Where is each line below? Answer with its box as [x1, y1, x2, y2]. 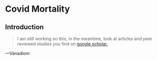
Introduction [5, 23, 44, 31]
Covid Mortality [5, 3, 70, 15]
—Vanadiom [5, 50, 30, 56]
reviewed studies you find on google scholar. [17, 41, 108, 47]
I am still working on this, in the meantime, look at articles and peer [17, 36, 153, 41]
